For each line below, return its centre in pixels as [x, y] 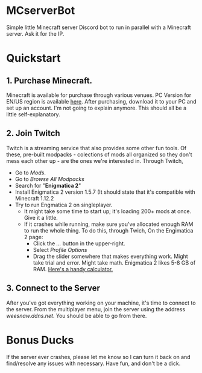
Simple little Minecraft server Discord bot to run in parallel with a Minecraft [99, 27]
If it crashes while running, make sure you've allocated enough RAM [109, 224]
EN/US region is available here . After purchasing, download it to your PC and [102, 101]
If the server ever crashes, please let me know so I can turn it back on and [99, 357]
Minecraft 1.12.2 [34, 198]
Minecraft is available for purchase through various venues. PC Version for [99, 95]
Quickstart [34, 58]
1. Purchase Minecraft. [49, 80]
